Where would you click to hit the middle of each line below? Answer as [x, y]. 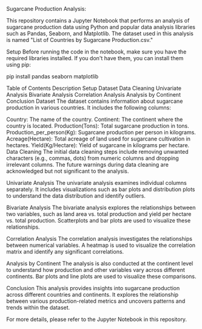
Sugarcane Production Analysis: [46, 9]
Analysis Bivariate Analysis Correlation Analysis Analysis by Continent [93, 95]
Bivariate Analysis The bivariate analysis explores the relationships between [101, 207]
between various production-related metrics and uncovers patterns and [96, 301]
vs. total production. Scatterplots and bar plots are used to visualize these [99, 220]
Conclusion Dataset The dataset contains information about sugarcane [95, 101]
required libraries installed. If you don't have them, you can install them [95, 58]
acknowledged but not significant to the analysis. [68, 171]
